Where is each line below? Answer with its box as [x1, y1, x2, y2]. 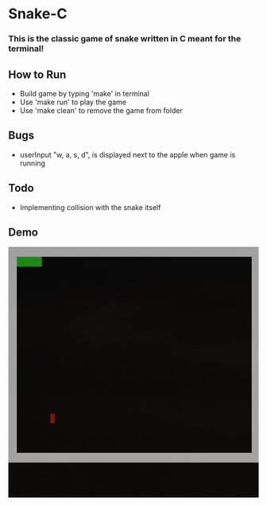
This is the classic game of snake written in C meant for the [8, 33, 242, 45]
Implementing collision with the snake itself [19, 202, 161, 212]
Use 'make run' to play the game [19, 97, 127, 107]
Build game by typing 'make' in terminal [19, 88, 149, 98]
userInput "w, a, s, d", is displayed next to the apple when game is [19, 150, 236, 159]
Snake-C [8, 5, 68, 23]
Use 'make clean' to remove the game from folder [19, 105, 183, 115]
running [19, 158, 46, 168]
